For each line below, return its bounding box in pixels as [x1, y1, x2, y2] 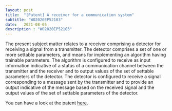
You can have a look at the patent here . [5, 100, 88, 106]
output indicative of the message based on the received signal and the [5, 84, 155, 90]
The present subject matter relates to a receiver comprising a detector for [5, 41, 161, 47]
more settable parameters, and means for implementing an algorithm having [5, 52, 166, 58]
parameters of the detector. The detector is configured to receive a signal [5, 73, 161, 80]
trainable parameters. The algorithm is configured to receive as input [5, 57, 151, 63]
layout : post [5, 7, 33, 13]
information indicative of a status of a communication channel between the [5, 63, 164, 69]
